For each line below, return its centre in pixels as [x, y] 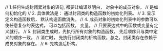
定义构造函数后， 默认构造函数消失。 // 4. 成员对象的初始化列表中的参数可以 [81, 19]
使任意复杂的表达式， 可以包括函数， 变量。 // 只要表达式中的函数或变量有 [80, 25]
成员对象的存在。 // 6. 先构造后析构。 [42, 43]
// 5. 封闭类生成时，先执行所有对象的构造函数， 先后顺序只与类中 [88, 31]
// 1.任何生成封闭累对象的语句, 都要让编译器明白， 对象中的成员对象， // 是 [80, 7]
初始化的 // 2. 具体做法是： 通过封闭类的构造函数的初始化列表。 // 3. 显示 [82, 13]
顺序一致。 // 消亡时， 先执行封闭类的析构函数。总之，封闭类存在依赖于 [85, 37]
